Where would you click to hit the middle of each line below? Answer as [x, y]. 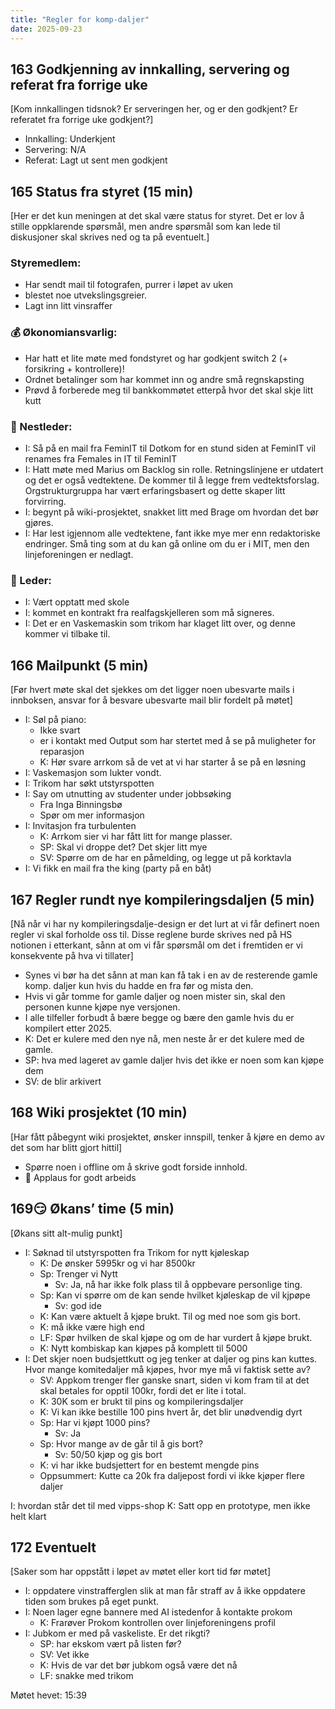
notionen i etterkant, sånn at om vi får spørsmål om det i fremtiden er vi [156, 945]
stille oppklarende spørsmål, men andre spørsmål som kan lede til [145, 227]
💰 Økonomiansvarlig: [64, 333]
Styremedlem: [46, 263]
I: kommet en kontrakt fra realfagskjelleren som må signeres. [149, 613]
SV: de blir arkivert [63, 1081]
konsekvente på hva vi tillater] [72, 955]
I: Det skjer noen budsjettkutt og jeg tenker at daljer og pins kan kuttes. [171, 1358]
